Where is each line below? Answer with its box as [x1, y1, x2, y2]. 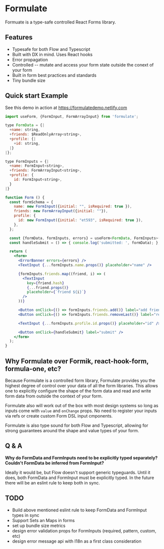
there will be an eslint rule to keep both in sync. [5, 480, 100, 485]
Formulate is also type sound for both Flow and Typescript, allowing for [5, 422, 148, 428]
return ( [9, 249, 27, 254]
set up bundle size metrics [12, 523, 66, 528]
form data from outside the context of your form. [5, 393, 103, 399]
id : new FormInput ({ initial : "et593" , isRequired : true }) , [18, 218, 143, 223]
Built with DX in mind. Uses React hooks [12, 51, 93, 57]
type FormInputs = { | [5, 159, 49, 164]
